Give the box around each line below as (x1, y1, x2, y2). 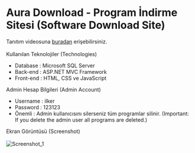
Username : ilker (14, 97, 55, 105)
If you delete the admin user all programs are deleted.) (14, 116, 148, 123)
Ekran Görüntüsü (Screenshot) (6, 128, 81, 135)
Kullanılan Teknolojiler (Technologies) (6, 50, 97, 57)
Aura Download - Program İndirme (6, 6, 178, 19)
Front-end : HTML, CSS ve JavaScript (14, 74, 107, 82)
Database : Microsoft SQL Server (14, 62, 95, 69)
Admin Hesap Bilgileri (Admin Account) (6, 86, 102, 93)
